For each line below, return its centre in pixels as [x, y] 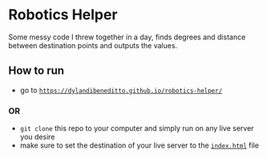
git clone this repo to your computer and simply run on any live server [137, 128]
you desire [37, 137]
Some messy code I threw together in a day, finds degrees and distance [127, 37]
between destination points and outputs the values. [93, 45]
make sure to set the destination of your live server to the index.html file [139, 145]
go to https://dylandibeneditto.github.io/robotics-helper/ [121, 90]
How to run [36, 71]
